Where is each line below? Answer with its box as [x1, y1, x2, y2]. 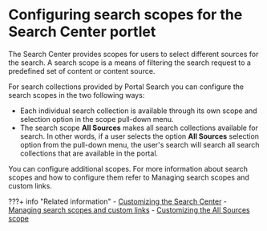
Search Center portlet [8, 22, 156, 41]
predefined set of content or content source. [8, 66, 156, 75]
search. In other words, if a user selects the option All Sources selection [19, 131, 259, 141]
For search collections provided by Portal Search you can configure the [8, 82, 245, 91]
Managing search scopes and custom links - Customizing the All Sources [8, 205, 250, 214]
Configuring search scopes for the [8, 6, 243, 24]
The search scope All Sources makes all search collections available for [19, 123, 259, 132]
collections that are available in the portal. [19, 148, 159, 158]
